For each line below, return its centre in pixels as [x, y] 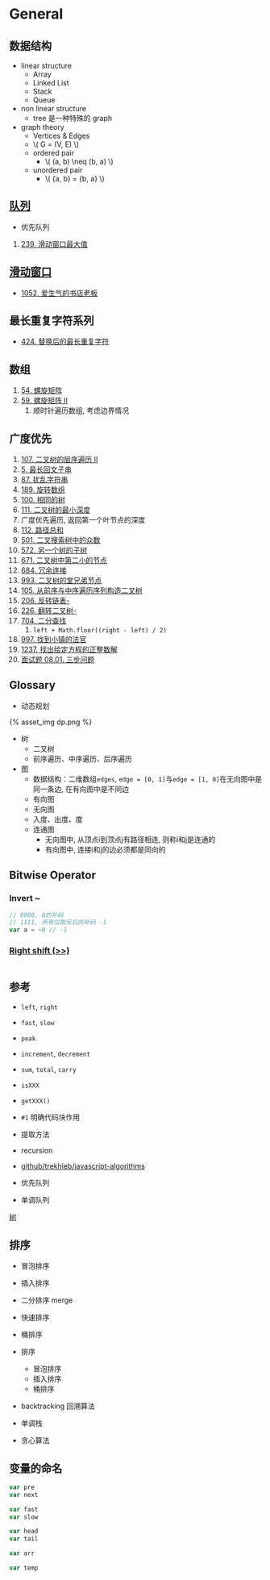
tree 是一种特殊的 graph [72, 118]
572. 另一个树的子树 [54, 550]
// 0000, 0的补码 [36, 915]
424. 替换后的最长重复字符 [65, 342]
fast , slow [37, 1023]
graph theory [43, 127]
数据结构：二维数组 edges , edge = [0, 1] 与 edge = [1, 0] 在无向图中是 [147, 778]
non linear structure [54, 108]
